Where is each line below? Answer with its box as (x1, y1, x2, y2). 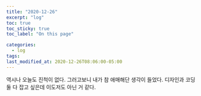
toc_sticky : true (6, 25, 50, 32)
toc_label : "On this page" (6, 31, 74, 37)
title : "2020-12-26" (6, 8, 58, 15)
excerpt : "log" (6, 14, 45, 20)
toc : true (6, 20, 31, 26)
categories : (6, 42, 36, 48)
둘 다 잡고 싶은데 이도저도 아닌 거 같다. (6, 83, 96, 91)
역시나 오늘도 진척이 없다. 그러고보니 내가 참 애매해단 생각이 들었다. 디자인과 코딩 (6, 76, 196, 83)
